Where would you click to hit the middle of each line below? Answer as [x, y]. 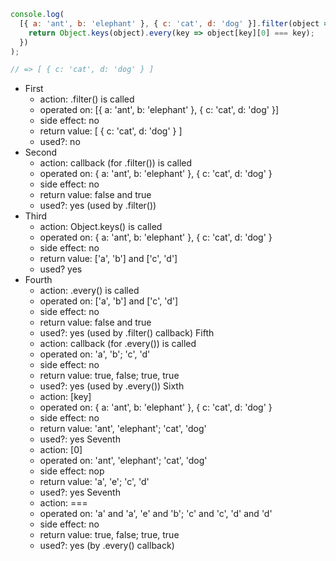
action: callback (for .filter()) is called [116, 163]
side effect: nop [72, 471]
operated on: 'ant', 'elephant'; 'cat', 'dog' [123, 461]
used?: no [60, 142]
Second [41, 152]
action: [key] [65, 397]
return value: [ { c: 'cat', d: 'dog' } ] [111, 131]
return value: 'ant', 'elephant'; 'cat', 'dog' [123, 429]
